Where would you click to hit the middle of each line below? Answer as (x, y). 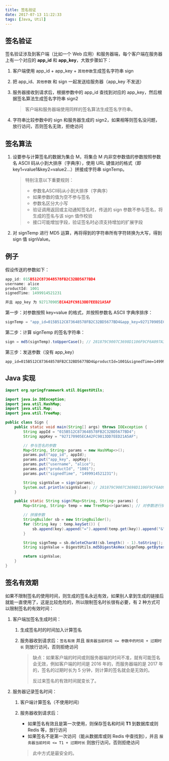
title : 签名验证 (21, 10)
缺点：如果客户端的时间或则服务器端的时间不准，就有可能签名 (97, 657)
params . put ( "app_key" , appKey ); (57, 460)
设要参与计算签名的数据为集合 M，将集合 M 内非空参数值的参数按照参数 (87, 157)
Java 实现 (20, 378)
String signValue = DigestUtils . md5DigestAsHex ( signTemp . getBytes (94, 547)
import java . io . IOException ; (36, 399)
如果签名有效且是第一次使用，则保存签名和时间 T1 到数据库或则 (93, 723)
